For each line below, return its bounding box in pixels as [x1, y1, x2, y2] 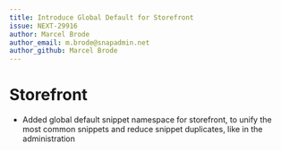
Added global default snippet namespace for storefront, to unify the [21, 114, 272, 125]
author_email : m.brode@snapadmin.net [9, 38, 150, 47]
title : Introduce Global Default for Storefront [9, 13, 194, 22]
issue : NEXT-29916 [9, 21, 78, 30]
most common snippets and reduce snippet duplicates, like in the [21, 124, 263, 135]
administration [21, 133, 76, 144]
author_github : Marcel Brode [9, 46, 118, 55]
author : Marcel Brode [9, 29, 90, 38]
